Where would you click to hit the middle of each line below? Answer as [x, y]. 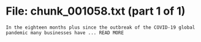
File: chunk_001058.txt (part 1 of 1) [96, 11]
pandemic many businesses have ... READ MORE [65, 33]
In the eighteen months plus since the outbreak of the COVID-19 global [100, 27]
